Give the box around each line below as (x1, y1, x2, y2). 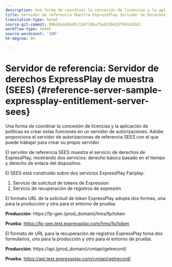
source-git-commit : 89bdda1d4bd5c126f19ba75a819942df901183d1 (5, 21, 141, 27)
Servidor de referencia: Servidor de (5, 62, 159, 74)
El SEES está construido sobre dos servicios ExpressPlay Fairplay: (5, 170, 145, 176)
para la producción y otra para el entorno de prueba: (5, 201, 116, 207)
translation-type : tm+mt (5, 17, 58, 22)
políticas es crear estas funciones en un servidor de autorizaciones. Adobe (5, 128, 164, 135)
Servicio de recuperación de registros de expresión (12, 185, 121, 191)
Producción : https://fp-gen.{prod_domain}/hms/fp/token (5, 210, 125, 216)
